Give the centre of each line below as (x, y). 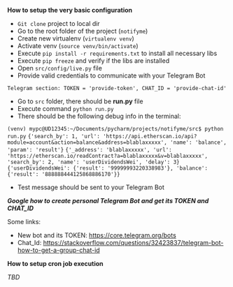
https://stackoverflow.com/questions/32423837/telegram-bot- (133, 243)
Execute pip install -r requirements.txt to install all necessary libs (117, 53)
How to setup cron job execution (55, 264)
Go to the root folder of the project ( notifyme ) (83, 31)
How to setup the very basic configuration (70, 10)
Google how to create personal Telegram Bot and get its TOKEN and (108, 201)
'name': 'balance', (199, 142)
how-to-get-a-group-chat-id (58, 250)
